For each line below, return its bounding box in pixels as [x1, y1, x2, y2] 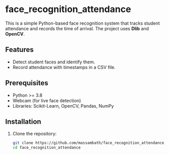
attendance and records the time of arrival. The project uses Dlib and [5, 25, 149, 31]
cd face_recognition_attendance [12, 145, 81, 150]
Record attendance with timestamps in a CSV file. [12, 64, 116, 70]
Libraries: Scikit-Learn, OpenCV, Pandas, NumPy [12, 103, 115, 109]
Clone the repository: [12, 131, 57, 137]
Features [5, 45, 34, 54]
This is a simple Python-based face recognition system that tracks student [5, 20, 160, 26]
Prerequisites [5, 79, 48, 88]
